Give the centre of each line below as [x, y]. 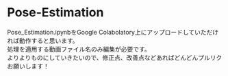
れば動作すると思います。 [43, 40]
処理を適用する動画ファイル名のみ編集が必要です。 [79, 49]
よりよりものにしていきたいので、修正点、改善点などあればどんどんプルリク [115, 57]
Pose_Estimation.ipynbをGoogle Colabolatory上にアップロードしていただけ [113, 32]
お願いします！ [28, 66]
